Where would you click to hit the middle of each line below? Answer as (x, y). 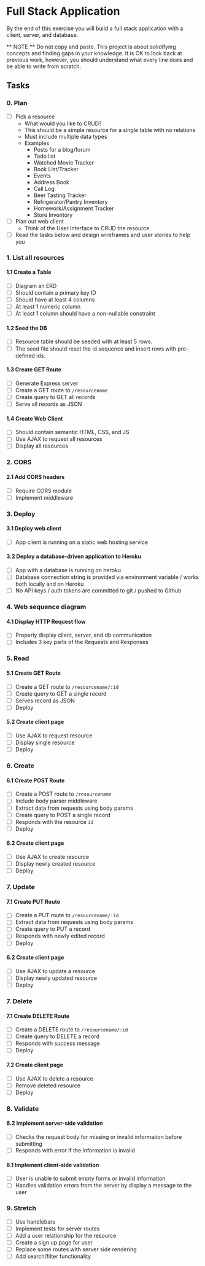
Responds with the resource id (54, 821)
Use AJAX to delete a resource (54, 1078)
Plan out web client (40, 221)
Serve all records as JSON (48, 404)
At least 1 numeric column (48, 307)
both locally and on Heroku (49, 584)
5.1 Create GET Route (34, 673)
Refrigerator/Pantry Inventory (71, 201)
